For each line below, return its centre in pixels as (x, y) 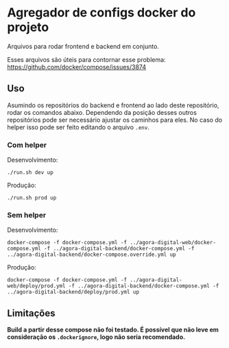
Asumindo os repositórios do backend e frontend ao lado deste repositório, (113, 105)
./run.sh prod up (32, 198)
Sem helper (27, 215)
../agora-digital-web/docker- (173, 243)
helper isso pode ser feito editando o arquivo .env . (78, 127)
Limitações (31, 313)
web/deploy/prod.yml (37, 286)
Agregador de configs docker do (101, 13)
